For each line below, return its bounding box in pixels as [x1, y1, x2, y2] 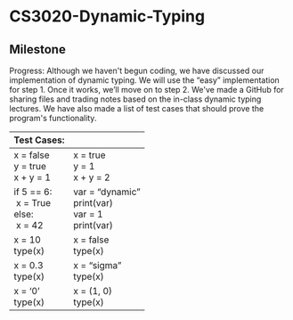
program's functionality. [9, 113, 97, 123]
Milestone [9, 42, 67, 57]
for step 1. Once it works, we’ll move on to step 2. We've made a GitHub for [9, 85, 285, 94]
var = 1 [72, 208, 104, 220]
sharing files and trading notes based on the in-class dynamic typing [9, 94, 262, 104]
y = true [13, 160, 47, 172]
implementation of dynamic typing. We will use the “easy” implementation [9, 75, 281, 86]
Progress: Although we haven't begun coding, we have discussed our [9, 65, 265, 76]
